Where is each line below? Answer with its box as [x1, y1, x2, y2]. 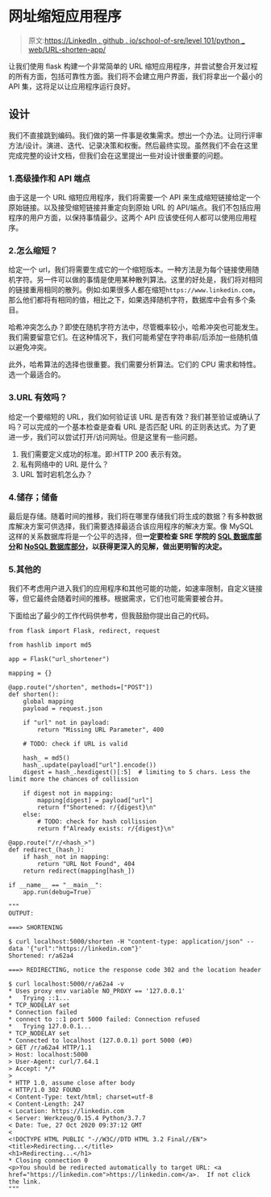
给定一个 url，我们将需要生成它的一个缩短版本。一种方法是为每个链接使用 [8, 265, 252, 274]
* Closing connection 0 [8, 1157, 89, 1165]
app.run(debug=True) [23, 889, 92, 897]
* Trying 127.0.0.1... [8, 1023, 92, 1031]
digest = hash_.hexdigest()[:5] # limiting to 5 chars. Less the [23, 768, 251, 776]
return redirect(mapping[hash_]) [23, 867, 135, 876]
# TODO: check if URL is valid [23, 740, 128, 748]
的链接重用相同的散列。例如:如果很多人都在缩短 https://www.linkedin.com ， [8, 285, 260, 295]
